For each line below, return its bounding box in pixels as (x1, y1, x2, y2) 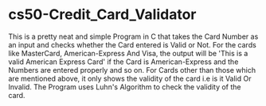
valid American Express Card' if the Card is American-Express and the (8, 57, 239, 66)
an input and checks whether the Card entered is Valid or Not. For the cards (8, 40, 256, 49)
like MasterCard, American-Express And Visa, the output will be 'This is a (8, 48, 248, 58)
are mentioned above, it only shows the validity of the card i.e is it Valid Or (8, 74, 252, 83)
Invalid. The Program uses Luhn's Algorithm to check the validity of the (8, 81, 241, 92)
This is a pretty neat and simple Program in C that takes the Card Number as (8, 32, 259, 41)
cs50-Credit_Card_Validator (8, 6, 197, 24)
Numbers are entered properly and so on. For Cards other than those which (8, 65, 256, 74)
